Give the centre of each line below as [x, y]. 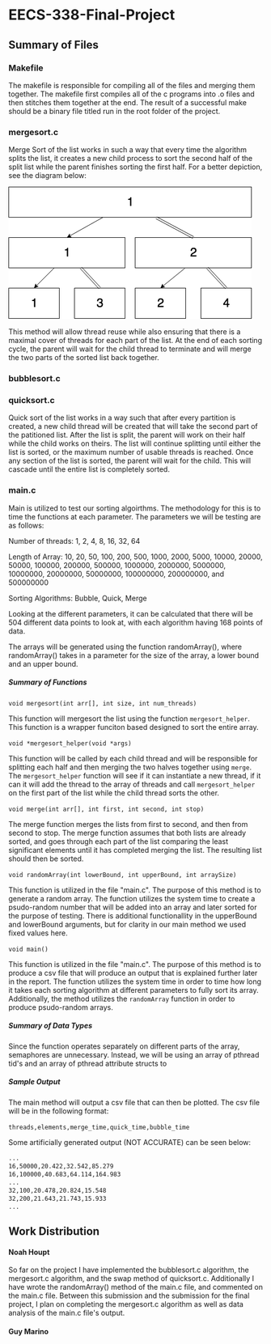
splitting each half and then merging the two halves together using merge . [130, 767]
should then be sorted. [46, 859]
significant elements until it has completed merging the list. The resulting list [135, 850]
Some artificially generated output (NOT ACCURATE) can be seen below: [130, 1142]
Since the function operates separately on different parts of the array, [124, 1046]
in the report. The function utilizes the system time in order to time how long [135, 982]
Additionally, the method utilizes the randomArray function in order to [122, 998]
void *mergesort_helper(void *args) [70, 743]
